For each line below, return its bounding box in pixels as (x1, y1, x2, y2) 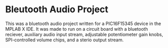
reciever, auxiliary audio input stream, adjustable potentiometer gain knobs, (5, 31, 163, 37)
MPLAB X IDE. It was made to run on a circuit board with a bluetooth (5, 26, 148, 32)
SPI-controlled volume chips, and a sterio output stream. (5, 37, 124, 43)
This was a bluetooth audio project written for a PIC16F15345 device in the (5, 20, 161, 27)
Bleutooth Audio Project (5, 4, 108, 15)
